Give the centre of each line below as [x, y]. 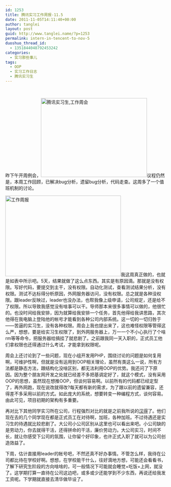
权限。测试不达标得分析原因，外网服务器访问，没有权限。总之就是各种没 [81, 293]
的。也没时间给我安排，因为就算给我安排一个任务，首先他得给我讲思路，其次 [85, 313]
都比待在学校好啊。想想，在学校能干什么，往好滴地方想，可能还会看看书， [88, 460]
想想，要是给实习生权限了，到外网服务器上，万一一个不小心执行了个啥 [92, 331]
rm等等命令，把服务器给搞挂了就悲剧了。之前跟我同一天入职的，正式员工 [82, 338]
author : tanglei [22, 24]
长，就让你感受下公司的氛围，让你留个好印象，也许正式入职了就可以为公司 [83, 436]
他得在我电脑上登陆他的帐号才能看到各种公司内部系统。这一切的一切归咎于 [83, 319]
